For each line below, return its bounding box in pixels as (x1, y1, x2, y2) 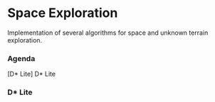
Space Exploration (7, 5, 118, 21)
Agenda (7, 53, 36, 63)
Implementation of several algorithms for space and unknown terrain (7, 28, 209, 37)
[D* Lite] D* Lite (7, 69, 56, 79)
